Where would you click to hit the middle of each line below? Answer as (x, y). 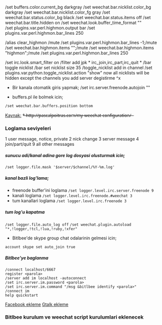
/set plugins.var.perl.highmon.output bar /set (50, 28)
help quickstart (22, 296)
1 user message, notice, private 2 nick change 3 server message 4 (72, 139)
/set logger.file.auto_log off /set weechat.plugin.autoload (68, 225)
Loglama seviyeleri (28, 128)
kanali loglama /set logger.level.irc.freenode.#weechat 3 (72, 196)
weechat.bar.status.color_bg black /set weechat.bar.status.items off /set (78, 17)
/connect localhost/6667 (30, 270)
